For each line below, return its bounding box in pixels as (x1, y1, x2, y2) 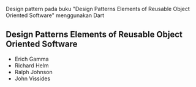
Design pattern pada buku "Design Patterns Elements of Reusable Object (6, 6, 190, 12)
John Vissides (14, 75, 51, 82)
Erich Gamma (14, 55, 49, 62)
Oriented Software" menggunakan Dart (6, 12, 105, 19)
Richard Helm (14, 61, 50, 69)
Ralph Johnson (14, 68, 53, 75)
